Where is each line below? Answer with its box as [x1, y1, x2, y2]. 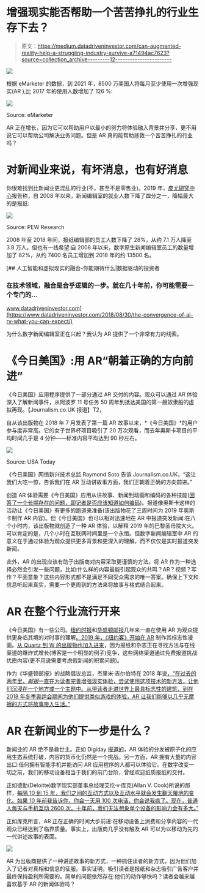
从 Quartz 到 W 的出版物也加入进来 [17, 641, 105, 649]
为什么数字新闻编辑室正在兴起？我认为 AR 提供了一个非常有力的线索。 [6, 330, 182, 337]
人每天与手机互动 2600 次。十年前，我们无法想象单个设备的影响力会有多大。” [6, 804, 199, 812]
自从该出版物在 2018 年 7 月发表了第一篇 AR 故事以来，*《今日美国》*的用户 [6, 419, 198, 426]
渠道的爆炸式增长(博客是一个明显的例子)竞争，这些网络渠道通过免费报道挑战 [6, 649, 198, 657]
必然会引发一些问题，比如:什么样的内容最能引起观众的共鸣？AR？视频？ [11, 566, 192, 573]
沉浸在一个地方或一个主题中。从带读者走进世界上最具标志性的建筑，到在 [11, 685, 193, 693]
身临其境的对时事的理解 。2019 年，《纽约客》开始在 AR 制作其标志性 [16, 634, 188, 641]
